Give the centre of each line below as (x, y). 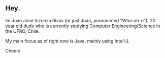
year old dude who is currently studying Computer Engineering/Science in (83, 26)
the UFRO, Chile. (23, 31)
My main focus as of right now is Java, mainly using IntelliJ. (67, 41)
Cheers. (13, 50)
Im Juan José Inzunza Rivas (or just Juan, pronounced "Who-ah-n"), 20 (80, 20)
